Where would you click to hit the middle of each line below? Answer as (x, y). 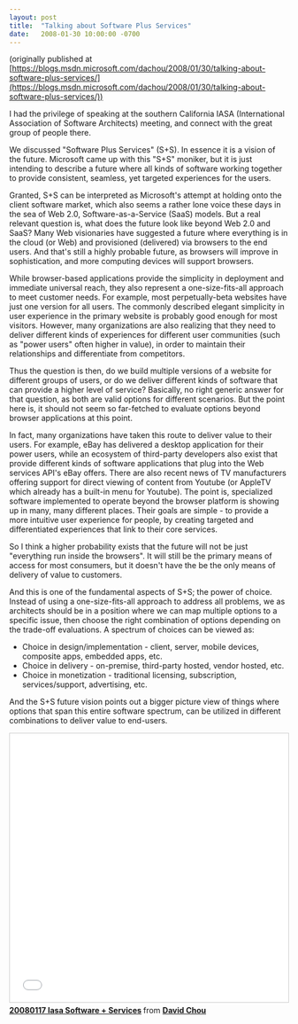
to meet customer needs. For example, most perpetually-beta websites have (148, 297)
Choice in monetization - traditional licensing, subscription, (129, 676)
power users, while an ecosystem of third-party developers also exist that (144, 454)
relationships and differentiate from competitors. (97, 354)
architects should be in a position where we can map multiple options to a (143, 611)
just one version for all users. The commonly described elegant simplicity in (147, 307)
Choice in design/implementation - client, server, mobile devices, (140, 647)
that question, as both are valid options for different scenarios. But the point (147, 399)
